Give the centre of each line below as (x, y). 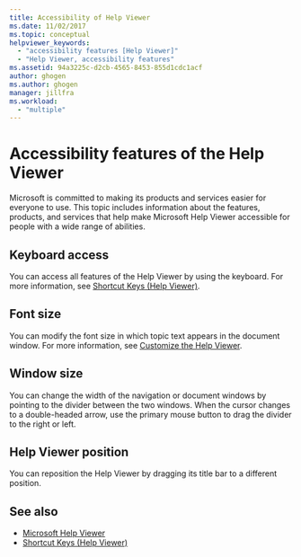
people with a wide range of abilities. (77, 226)
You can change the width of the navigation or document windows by (138, 395)
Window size (46, 374)
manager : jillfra (42, 93)
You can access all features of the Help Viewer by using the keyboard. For (146, 276)
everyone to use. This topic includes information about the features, (135, 208)
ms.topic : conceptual (50, 34)
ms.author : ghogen (44, 84)
